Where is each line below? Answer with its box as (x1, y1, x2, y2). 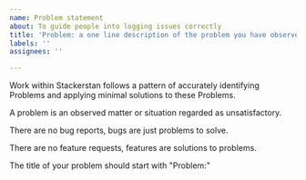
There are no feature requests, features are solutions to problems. (9, 143, 257, 154)
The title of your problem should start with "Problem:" (9, 160, 211, 171)
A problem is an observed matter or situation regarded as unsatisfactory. (9, 107, 282, 118)
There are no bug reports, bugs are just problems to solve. (9, 125, 229, 136)
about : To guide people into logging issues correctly (9, 22, 222, 31)
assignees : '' (9, 47, 64, 56)
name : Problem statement (9, 13, 104, 23)
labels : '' (9, 38, 51, 48)
